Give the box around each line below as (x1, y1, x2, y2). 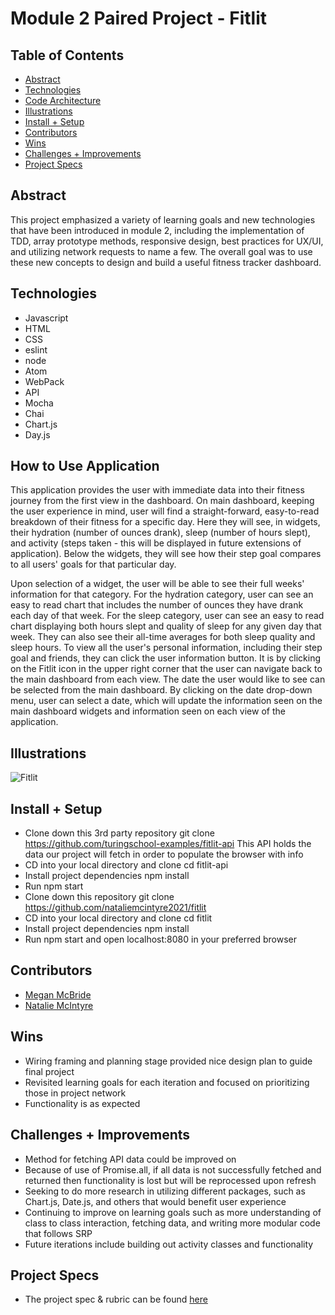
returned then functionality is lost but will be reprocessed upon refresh (24, 1174, 317, 1186)
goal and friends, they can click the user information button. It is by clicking (10, 652, 321, 664)
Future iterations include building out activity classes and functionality (24, 1238, 314, 1250)
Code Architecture (24, 95, 102, 106)
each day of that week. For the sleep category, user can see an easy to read (10, 610, 325, 622)
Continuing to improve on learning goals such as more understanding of (24, 1206, 322, 1218)
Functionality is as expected (24, 1097, 141, 1109)
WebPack (24, 375, 65, 387)
